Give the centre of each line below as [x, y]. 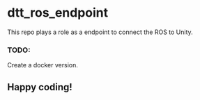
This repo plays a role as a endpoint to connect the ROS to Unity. [100, 32]
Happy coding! [40, 87]
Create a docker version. [43, 65]
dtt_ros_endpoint [58, 13]
